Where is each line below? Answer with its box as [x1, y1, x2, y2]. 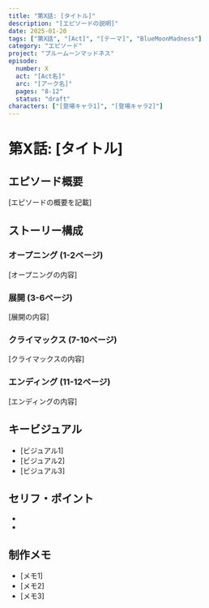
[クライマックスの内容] [8, 354, 85, 364]
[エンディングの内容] [8, 396, 78, 406]
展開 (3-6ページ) [8, 292, 73, 303]
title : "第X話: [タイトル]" [8, 11, 96, 20]
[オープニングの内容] [8, 269, 78, 280]
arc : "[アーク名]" [15, 79, 73, 88]
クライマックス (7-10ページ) [8, 334, 117, 345]
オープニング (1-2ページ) [8, 250, 104, 261]
